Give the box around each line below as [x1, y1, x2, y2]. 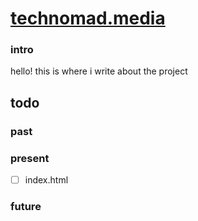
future [10, 200, 42, 214]
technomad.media [10, 7, 166, 30]
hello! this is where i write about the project [10, 65, 188, 77]
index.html [24, 174, 69, 186]
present [10, 151, 50, 165]
